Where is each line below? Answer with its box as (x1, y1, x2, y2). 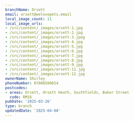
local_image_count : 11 (5, 16, 52, 21)
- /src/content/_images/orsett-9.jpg (5, 62, 83, 67)
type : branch (5, 104, 32, 109)
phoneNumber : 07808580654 (5, 81, 58, 85)
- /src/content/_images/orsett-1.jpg (5, 26, 83, 31)
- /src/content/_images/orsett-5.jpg (5, 44, 83, 49)
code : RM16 (9, 94, 32, 99)
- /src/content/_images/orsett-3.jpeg (5, 35, 85, 40)
